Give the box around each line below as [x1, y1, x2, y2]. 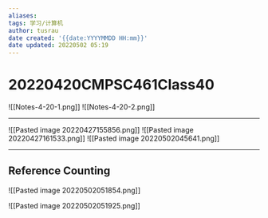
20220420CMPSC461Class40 [8, 76, 215, 94]
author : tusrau [8, 26, 59, 34]
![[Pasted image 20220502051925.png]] [8, 200, 141, 210]
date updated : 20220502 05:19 [8, 42, 109, 50]
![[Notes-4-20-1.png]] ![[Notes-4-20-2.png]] [8, 102, 156, 112]
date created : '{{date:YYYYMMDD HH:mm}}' [8, 34, 148, 42]
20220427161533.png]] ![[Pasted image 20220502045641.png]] [8, 133, 220, 144]
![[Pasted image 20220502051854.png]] [8, 185, 141, 195]
